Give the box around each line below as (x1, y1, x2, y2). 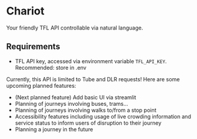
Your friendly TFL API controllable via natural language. (6, 24, 143, 31)
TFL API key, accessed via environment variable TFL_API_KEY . (14, 57, 167, 64)
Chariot (6, 4, 45, 18)
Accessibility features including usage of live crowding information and (14, 113, 192, 120)
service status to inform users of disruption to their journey (14, 119, 161, 126)
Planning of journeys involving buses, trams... (14, 100, 128, 107)
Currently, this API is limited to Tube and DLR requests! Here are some (6, 75, 180, 82)
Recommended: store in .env (14, 64, 87, 71)
